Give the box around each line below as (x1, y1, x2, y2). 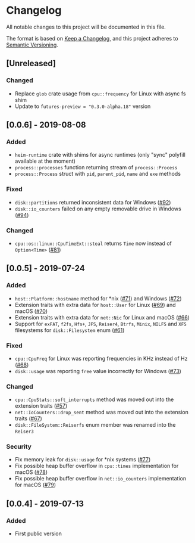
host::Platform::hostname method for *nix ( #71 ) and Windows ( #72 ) (14, 294, 183, 302)
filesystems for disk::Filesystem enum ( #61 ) (14, 326, 125, 334)
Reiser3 (14, 429, 34, 435)
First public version (14, 530, 62, 537)
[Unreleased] (6, 58, 56, 69)
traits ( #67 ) (14, 415, 43, 422)
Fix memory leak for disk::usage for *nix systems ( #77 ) (14, 456, 151, 463)
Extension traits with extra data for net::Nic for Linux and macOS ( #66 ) (14, 314, 190, 321)
